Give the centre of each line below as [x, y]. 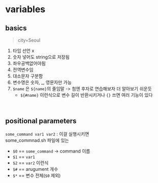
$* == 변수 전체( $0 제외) [37, 175]
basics [16, 28]
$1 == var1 [24, 157]
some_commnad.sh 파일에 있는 [37, 140]
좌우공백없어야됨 [29, 63]
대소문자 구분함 [28, 76]
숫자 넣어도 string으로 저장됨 [41, 57]
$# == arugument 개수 [35, 169]
